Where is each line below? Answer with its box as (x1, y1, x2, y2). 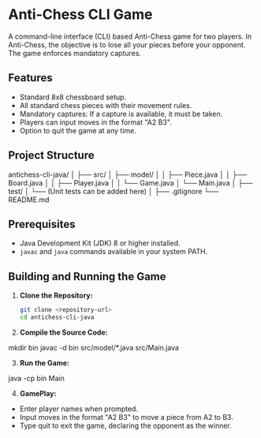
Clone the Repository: (19, 290, 93, 301)
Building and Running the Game (8, 270, 167, 283)
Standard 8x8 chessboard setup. (19, 92, 127, 102)
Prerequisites (8, 217, 76, 230)
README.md (8, 195, 50, 204)
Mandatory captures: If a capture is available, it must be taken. (19, 109, 223, 118)
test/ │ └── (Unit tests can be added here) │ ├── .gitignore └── (8, 186, 219, 196)
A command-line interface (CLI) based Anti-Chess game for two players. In (8, 32, 252, 41)
